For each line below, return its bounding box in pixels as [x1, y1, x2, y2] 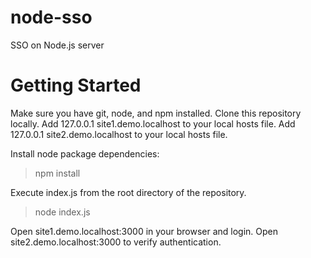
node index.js [34, 206, 91, 218]
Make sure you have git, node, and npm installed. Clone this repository [10, 107, 302, 119]
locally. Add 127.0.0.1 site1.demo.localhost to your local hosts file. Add [10, 117, 296, 130]
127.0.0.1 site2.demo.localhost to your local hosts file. [10, 128, 228, 140]
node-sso [10, 6, 93, 29]
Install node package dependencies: [10, 147, 160, 160]
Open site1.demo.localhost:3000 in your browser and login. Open [10, 225, 279, 237]
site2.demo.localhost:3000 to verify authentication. [10, 236, 222, 248]
